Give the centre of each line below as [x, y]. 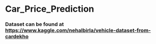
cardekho [17, 37]
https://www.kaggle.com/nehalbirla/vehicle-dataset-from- [78, 30]
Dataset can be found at [35, 24]
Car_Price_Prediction [50, 9]
